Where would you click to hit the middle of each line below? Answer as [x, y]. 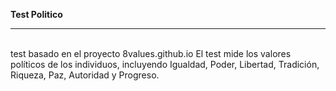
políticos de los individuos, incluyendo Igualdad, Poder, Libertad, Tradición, [165, 64]
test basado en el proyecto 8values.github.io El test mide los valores [151, 53]
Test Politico [36, 14]
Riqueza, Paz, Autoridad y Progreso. [85, 75]
